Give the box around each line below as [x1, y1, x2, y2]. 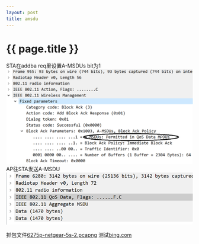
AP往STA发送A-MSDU [6, 165, 60, 172]
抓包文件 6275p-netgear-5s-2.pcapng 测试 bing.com [6, 231, 132, 238]
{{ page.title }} [6, 42, 79, 56]
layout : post [6, 9, 38, 15]
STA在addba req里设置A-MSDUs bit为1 [6, 62, 101, 69]
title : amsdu [6, 15, 38, 22]
